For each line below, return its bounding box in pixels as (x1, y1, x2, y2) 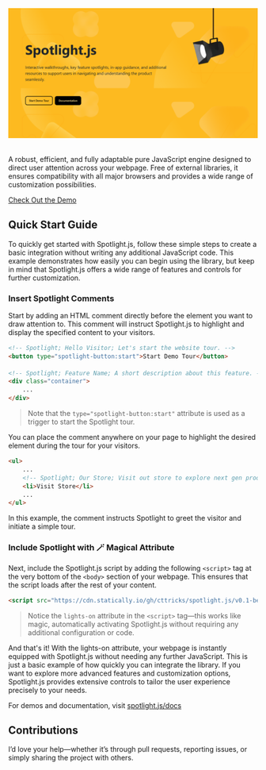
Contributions (8, 723, 78, 737)
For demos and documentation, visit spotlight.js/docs (8, 700, 182, 710)
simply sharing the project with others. (8, 753, 134, 763)
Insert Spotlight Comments (8, 293, 115, 304)
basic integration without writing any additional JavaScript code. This (8, 248, 234, 257)
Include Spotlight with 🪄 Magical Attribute (8, 542, 175, 553)
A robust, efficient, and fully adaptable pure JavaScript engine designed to (8, 154, 252, 164)
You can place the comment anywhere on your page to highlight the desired (8, 433, 256, 442)
